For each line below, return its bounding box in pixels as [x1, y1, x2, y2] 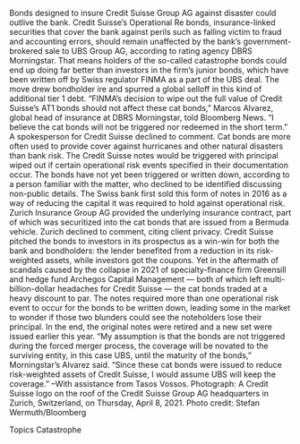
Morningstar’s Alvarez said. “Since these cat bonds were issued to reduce [9, 360, 282, 370]
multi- [262, 274, 286, 285]
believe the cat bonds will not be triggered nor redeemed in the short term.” [9, 122, 288, 132]
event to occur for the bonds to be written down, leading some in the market [9, 303, 291, 312]
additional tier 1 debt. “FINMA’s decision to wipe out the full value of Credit [9, 93, 283, 104]
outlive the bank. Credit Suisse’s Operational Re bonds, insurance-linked [9, 17, 276, 28]
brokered [9, 46, 43, 56]
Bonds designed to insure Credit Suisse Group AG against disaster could [9, 8, 277, 18]
